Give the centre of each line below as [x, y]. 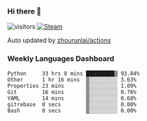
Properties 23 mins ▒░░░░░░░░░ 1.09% [72, 86]
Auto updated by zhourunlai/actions [59, 40]
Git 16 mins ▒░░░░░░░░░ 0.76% [72, 92]
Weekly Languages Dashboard [61, 59]
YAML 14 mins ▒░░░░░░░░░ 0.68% [72, 98]
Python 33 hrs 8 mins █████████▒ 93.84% [73, 74]
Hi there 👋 [25, 11]
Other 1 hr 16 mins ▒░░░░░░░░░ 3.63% [72, 80]
